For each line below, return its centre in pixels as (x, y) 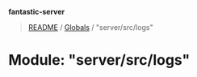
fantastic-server (37, 12)
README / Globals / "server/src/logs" (90, 27)
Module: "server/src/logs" (99, 60)
